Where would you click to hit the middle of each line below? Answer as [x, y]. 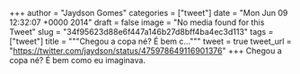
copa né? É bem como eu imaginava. [78, 60]
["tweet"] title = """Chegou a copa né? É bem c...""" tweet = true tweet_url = [150, 41]
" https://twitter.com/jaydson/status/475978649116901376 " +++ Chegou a [146, 51]
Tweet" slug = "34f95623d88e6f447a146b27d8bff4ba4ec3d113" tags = [141, 32]
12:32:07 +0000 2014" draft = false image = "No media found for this [137, 22]
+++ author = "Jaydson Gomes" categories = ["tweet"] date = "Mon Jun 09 [149, 13]
